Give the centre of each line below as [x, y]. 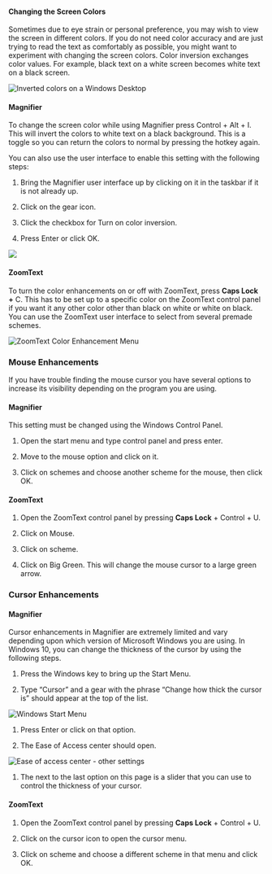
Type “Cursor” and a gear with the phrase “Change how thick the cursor [141, 690]
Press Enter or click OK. [60, 238]
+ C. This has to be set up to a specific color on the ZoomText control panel [135, 299]
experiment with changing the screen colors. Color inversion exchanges [129, 55]
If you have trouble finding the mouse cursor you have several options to [130, 379]
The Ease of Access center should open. [88, 745]
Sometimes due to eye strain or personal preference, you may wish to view [134, 29]
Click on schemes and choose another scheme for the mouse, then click [141, 473]
